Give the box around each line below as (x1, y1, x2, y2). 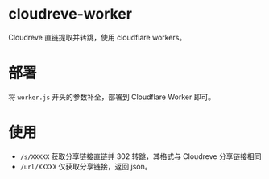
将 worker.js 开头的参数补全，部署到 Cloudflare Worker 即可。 (8, 92, 216, 102)
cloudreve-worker (8, 5, 133, 23)
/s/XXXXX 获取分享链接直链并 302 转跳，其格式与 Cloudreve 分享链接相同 (19, 151, 262, 161)
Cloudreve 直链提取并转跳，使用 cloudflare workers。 (8, 32, 187, 42)
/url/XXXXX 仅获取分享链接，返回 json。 (19, 161, 152, 171)
